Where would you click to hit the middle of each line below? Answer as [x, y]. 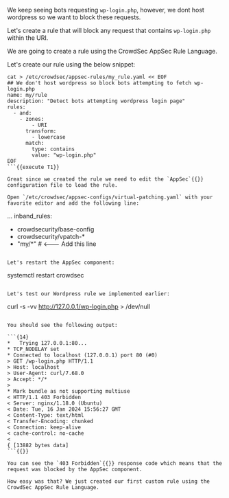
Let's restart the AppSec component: [61, 262]
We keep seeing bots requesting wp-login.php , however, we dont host [106, 10]
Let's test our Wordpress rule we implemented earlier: [88, 294]
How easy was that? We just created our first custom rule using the [109, 482]
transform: [41, 131]
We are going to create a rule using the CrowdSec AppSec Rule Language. [112, 51]
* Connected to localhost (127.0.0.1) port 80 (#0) [82, 355]
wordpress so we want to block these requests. [74, 17]
